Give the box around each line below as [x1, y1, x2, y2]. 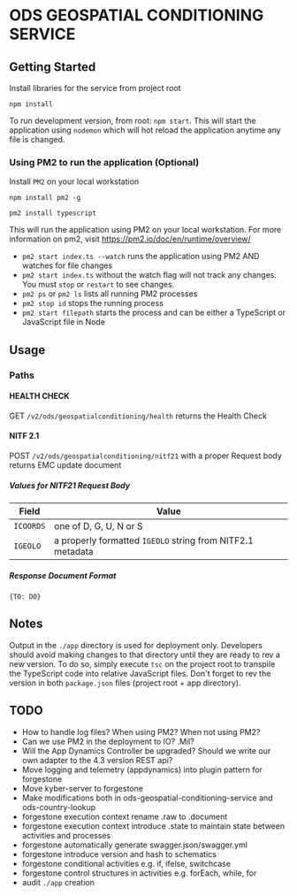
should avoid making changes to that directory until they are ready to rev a [9, 649, 280, 660]
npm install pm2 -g [9, 194, 81, 203]
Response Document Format [9, 570, 117, 580]
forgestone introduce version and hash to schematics [21, 848, 217, 859]
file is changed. [9, 134, 65, 144]
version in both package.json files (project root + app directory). [9, 678, 241, 688]
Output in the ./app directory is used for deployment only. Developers [9, 639, 263, 650]
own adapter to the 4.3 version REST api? [21, 754, 173, 765]
